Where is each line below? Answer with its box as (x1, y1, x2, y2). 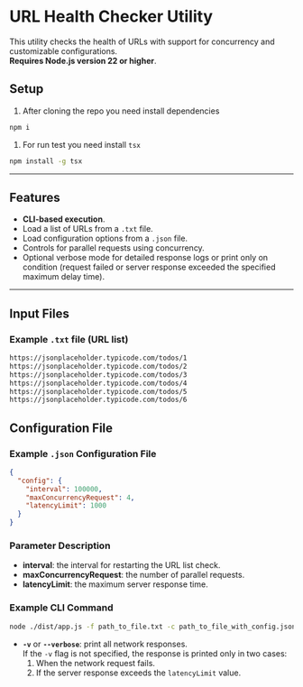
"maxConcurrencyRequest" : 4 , (25, 493, 135, 502)
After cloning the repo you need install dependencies (22, 105, 220, 116)
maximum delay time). (22, 271, 106, 282)
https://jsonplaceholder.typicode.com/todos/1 (9, 353, 188, 362)
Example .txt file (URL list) (9, 333, 129, 345)
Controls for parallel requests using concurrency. (22, 243, 205, 253)
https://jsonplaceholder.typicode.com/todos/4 (9, 379, 188, 388)
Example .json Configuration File (9, 447, 157, 460)
